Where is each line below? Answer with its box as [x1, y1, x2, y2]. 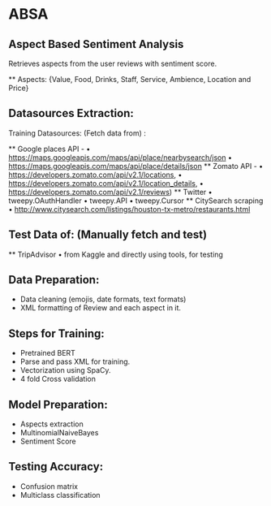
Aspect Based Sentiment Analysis [8, 37, 184, 51]
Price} [8, 83, 29, 93]
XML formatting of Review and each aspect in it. [19, 303, 181, 313]
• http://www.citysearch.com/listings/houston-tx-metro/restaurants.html [8, 204, 251, 214]
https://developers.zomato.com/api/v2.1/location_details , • [8, 178, 204, 188]
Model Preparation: [8, 397, 108, 411]
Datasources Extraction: [8, 106, 134, 120]
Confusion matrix [19, 481, 79, 491]
